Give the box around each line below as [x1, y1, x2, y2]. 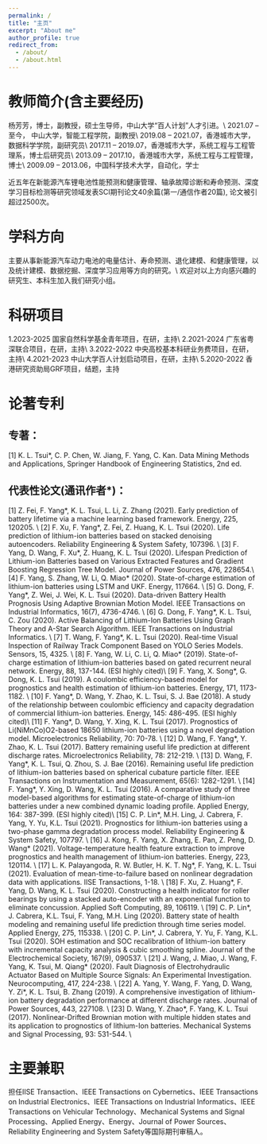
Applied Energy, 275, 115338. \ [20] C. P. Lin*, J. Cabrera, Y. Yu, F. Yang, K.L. [8, 928, 258, 937]
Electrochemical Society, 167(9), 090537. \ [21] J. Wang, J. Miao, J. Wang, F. [8, 953, 257, 963]
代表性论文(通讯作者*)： [8, 484, 127, 498]
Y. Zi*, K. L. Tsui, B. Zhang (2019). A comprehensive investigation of [8, 987, 229, 996]
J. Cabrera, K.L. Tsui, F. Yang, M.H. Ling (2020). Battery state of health [8, 911, 240, 921]
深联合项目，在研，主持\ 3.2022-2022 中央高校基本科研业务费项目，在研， [8, 343, 253, 354]
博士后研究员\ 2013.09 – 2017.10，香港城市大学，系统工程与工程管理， [29, 150, 258, 160]
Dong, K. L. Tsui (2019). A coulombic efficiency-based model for [8, 674, 219, 684]
